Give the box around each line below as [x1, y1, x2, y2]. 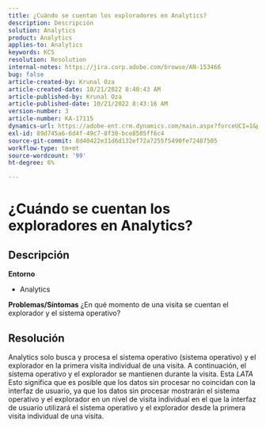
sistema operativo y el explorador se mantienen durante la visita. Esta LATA [8, 369, 253, 379]
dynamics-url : [8, 122, 55, 130]
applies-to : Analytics [8, 41, 83, 49]
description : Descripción [8, 19, 93, 27]
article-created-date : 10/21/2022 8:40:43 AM [8, 85, 161, 93]
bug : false [8, 71, 44, 78]
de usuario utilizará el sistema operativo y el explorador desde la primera [8, 402, 246, 412]
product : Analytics [8, 33, 73, 42]
